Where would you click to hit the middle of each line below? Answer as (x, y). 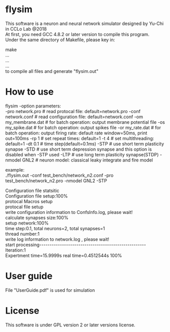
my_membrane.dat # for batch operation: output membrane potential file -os (85, 122)
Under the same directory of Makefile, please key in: (60, 40)
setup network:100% (27, 223)
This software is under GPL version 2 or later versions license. (70, 325)
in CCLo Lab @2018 (26, 29)
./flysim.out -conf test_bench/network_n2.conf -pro (59, 175)
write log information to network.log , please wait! (57, 239)
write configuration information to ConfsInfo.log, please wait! (69, 212)
